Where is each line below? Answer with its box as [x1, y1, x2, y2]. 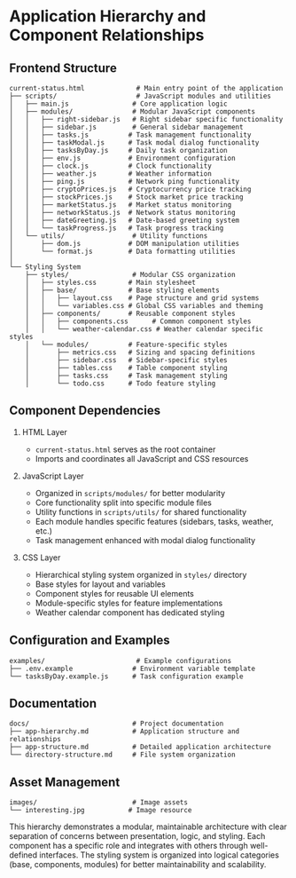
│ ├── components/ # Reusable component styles [25, 309, 237, 318]
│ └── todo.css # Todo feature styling [25, 379, 216, 388]
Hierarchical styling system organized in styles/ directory [35, 569, 247, 580]
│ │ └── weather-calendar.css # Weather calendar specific [25, 325, 264, 334]
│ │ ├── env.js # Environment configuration [9, 154, 237, 162]
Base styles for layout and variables [35, 579, 166, 589]
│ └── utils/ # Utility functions [9, 232, 208, 241]
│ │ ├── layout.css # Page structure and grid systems [25, 294, 260, 303]
